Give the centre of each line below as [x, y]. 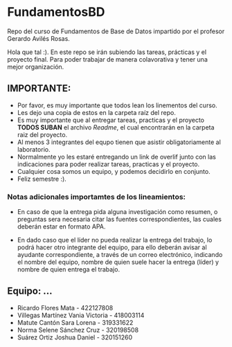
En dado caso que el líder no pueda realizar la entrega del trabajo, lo [115, 240]
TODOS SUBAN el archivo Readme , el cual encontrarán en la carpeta [116, 127]
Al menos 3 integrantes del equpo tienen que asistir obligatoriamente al [119, 142]
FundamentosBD [56, 12]
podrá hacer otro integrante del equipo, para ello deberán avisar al [112, 247]
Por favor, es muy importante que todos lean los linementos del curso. [117, 105]
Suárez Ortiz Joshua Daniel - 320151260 [75, 337]
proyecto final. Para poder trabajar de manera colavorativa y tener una [107, 59]
